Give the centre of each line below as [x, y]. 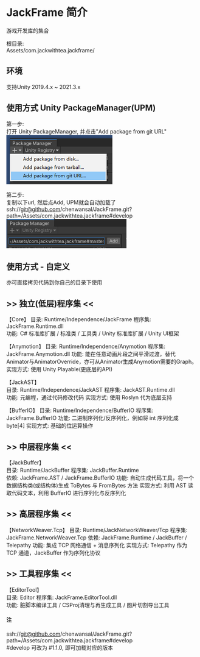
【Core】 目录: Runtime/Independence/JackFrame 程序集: [79, 319]
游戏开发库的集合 [28, 30]
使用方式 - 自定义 [38, 267]
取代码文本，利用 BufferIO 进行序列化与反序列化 [66, 493]
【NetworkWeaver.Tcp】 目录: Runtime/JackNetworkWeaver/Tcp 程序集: [97, 530]
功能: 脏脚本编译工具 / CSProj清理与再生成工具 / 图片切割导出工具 [88, 605]
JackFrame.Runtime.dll [35, 326]
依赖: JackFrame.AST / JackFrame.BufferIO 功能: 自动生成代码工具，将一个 [100, 478]
